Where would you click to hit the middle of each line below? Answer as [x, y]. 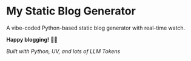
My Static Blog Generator [71, 11]
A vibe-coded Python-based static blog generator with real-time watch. [96, 28]
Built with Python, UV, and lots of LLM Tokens [63, 51]
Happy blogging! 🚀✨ [32, 39]
